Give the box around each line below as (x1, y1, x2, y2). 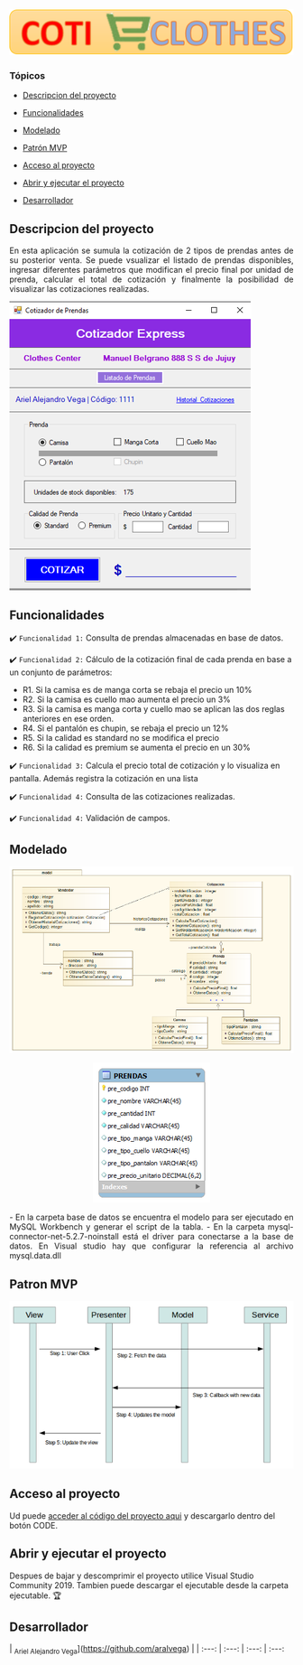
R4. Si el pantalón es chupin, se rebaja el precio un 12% (22, 723, 229, 734)
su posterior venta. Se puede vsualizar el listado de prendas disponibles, (9, 254, 294, 266)
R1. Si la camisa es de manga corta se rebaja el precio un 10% (22, 684, 252, 695)
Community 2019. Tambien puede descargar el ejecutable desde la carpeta (9, 1579, 289, 1590)
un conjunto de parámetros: (9, 667, 113, 678)
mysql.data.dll (9, 1250, 61, 1261)
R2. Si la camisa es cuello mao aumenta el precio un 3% (22, 694, 232, 705)
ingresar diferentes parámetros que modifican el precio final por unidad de (9, 264, 294, 275)
